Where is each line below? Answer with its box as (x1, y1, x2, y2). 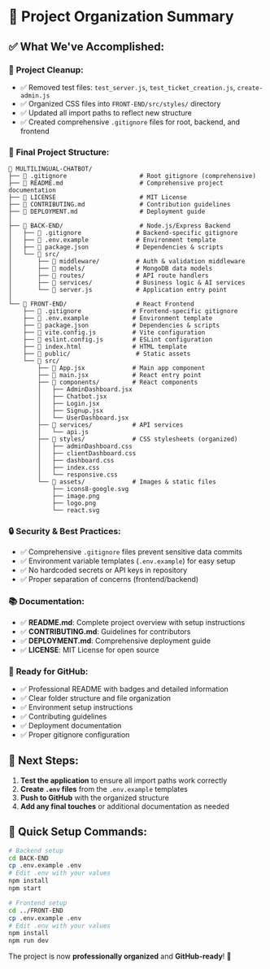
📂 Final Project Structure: (8, 146, 110, 158)
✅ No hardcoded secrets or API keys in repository (20, 565, 188, 576)
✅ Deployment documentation (20, 721, 122, 731)
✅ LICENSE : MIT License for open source (20, 645, 160, 654)
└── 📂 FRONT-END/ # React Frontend (8, 300, 195, 308)
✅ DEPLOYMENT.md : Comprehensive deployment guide (20, 636, 211, 645)
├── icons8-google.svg (51, 485, 129, 493)
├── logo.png (51, 499, 96, 507)
